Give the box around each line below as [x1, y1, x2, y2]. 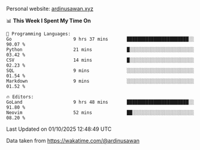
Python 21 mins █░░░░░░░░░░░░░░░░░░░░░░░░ [6, 47, 195, 53]
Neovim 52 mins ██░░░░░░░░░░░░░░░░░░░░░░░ [6, 110, 195, 116]
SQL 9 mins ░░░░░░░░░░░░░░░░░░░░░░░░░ [6, 68, 195, 74]
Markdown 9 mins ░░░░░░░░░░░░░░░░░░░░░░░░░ [6, 78, 195, 84]
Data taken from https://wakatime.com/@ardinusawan [6, 137, 140, 144]
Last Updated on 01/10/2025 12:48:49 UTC [6, 125, 112, 133]
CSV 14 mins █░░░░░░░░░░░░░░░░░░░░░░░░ [6, 57, 195, 63]
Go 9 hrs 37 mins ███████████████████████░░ [6, 36, 195, 42]
